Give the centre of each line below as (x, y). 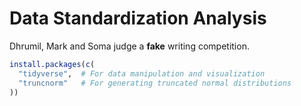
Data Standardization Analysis (138, 18)
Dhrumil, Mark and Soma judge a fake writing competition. (129, 46)
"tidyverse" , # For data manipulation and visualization (142, 73)
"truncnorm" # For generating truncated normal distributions (155, 83)
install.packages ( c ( (52, 64)
